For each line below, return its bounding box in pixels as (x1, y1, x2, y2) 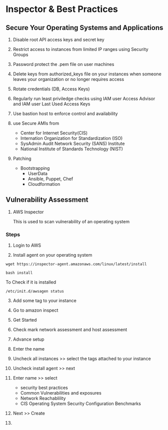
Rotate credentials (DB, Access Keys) (12, 86, 90, 92)
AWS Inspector (12, 209, 44, 215)
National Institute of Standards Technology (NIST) (20, 146, 123, 152)
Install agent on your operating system (12, 252, 92, 258)
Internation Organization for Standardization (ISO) (20, 135, 123, 141)
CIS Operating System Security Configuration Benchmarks (20, 401, 141, 407)
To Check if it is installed (5, 279, 56, 285)
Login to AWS (12, 242, 41, 248)
